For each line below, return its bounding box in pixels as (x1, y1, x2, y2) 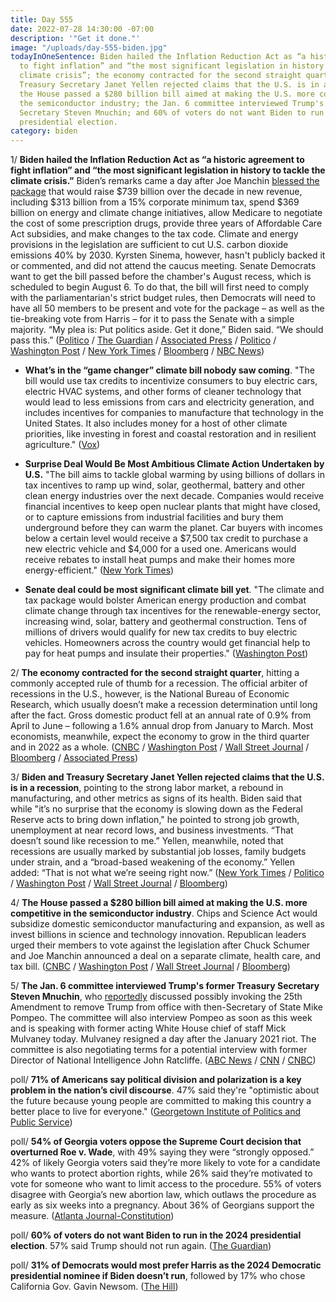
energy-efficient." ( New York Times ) (24, 564, 175, 576)
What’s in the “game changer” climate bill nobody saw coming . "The (24, 364, 315, 376)
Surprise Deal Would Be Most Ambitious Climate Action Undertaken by (24, 458, 325, 470)
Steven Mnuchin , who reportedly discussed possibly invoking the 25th (10, 991, 303, 1003)
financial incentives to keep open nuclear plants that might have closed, (24, 501, 321, 513)
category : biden (10, 126, 78, 136)
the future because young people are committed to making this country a (10, 1095, 312, 1107)
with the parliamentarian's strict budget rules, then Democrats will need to (10, 292, 316, 304)
